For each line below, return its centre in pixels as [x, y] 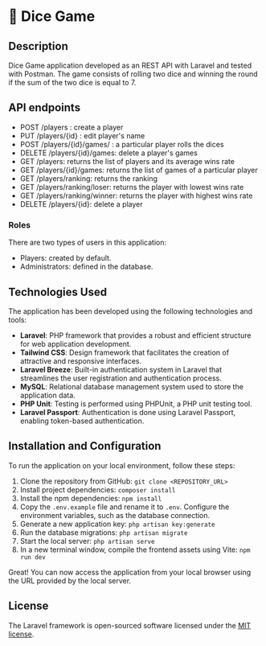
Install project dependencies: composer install [98, 489]
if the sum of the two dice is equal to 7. [72, 82]
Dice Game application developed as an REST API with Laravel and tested [130, 65]
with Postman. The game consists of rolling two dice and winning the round [133, 74]
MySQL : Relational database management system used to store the [131, 386]
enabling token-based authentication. [82, 421]
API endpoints [45, 108]
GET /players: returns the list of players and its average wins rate [127, 161]
